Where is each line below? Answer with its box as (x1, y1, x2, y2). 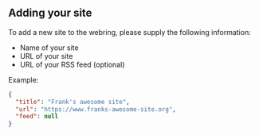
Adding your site (8, 6, 92, 20)
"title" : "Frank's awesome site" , (15, 98, 130, 106)
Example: (8, 75, 39, 84)
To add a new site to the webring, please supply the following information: (8, 27, 251, 37)
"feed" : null (15, 113, 59, 121)
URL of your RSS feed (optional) (19, 60, 125, 69)
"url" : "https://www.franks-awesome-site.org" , (15, 105, 177, 114)
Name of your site (19, 43, 79, 52)
